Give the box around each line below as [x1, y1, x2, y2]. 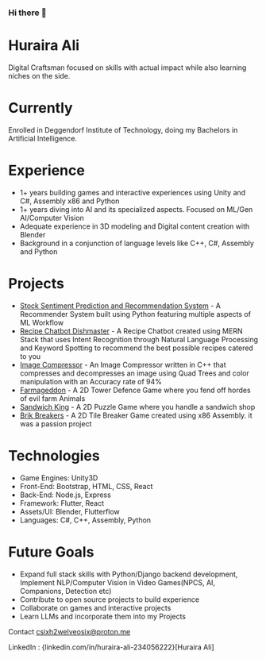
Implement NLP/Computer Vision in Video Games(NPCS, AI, [19, 577, 216, 587]
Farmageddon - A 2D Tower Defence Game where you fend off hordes [19, 385, 252, 395]
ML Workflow [19, 318, 64, 327]
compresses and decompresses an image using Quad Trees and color [19, 368, 250, 378]
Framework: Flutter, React [19, 498, 105, 507]
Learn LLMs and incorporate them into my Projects [19, 611, 187, 621]
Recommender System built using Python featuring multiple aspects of [19, 309, 252, 318]
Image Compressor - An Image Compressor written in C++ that [19, 360, 226, 369]
